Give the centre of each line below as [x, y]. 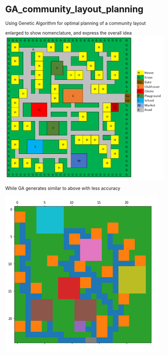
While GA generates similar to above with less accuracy [63, 188]
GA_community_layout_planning [74, 9]
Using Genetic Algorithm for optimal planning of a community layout [75, 23]
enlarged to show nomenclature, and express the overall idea [69, 33]
